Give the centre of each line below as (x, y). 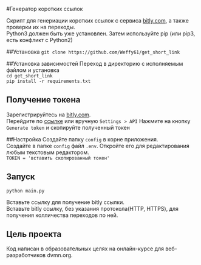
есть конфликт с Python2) (39, 40)
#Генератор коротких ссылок (45, 9)
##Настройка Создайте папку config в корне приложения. (82, 139)
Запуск (21, 177)
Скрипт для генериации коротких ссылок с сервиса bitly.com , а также (98, 20)
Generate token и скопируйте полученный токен (68, 127)
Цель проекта (34, 234)
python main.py (26, 191)
